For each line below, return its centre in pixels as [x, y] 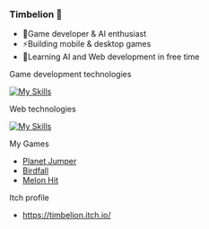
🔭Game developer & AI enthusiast [84, 34]
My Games [29, 144]
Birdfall [35, 171]
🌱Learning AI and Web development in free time [111, 57]
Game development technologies [70, 75]
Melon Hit [40, 181]
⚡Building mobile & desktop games [87, 44]
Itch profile [29, 198]
